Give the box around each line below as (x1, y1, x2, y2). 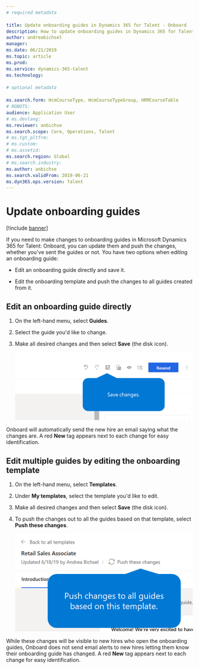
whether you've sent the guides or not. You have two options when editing (6, 249, 188, 256)
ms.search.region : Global (6, 154, 70, 160)
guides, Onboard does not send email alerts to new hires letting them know (6, 644, 190, 651)
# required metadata (6, 9, 57, 15)
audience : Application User (6, 110, 76, 116)
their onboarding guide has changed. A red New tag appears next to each (6, 650, 187, 657)
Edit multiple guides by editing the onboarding (6, 456, 181, 466)
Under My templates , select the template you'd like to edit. (14, 493, 159, 500)
